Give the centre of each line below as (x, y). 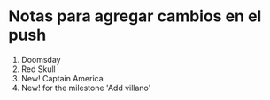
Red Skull (38, 69)
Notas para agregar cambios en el (135, 16)
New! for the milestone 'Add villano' (86, 88)
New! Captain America (62, 78)
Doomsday (41, 59)
